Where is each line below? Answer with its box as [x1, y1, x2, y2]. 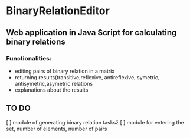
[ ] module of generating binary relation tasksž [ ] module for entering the [6, 119, 184, 126]
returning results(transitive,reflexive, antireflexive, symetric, [14, 73, 160, 80]
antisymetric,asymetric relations [14, 80, 93, 87]
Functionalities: [6, 54, 52, 62]
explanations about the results [14, 86, 89, 93]
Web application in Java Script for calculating [6, 28, 177, 38]
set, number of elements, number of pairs [6, 125, 107, 132]
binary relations [6, 36, 66, 46]
